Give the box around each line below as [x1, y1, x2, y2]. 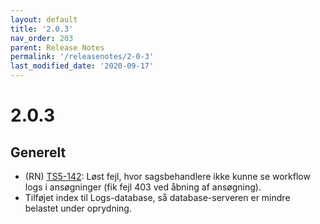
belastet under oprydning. [24, 202, 132, 214]
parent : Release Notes [10, 42, 105, 53]
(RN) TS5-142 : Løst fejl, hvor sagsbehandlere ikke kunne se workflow [24, 171, 311, 182]
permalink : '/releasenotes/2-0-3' [10, 52, 155, 62]
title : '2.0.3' [10, 24, 74, 34]
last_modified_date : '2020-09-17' [10, 61, 155, 71]
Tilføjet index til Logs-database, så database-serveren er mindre [24, 192, 291, 203]
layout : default [10, 14, 78, 25]
